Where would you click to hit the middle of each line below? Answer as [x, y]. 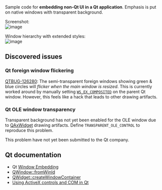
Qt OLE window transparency [40, 109]
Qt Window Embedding [35, 167]
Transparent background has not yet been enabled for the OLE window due [81, 120]
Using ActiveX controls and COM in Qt [50, 182]
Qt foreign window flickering [39, 71]
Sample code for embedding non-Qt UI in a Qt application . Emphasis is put [81, 7]
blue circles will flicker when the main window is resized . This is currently [79, 86]
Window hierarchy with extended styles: [45, 36]
